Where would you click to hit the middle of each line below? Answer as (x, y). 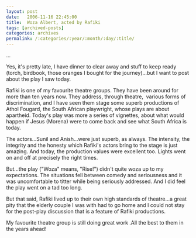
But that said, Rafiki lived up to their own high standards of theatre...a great (97, 199)
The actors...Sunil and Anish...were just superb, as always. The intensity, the (98, 139)
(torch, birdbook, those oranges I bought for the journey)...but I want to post (97, 73)
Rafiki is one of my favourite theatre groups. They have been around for (92, 90)
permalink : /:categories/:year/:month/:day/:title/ (70, 39)
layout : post (22, 11)
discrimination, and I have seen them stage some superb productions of (93, 103)
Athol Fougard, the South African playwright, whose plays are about (88, 109)
